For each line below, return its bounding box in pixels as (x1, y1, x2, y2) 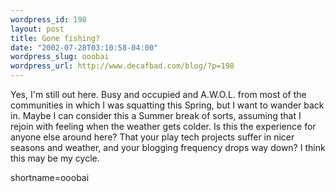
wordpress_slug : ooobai (10, 52, 110, 62)
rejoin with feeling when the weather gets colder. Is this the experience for (10, 121, 317, 132)
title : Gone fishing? (10, 33, 101, 43)
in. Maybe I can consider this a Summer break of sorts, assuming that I (10, 110, 302, 121)
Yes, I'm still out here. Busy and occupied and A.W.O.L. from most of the (10, 89, 307, 100)
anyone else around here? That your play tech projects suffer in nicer (10, 131, 295, 143)
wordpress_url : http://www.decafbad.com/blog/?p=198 (10, 61, 235, 71)
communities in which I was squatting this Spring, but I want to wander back (10, 99, 325, 111)
